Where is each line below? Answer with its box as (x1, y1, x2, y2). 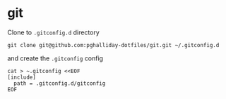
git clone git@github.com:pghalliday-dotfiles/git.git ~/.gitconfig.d (7, 41, 220, 48)
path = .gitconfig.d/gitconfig (13, 79, 106, 87)
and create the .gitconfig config (7, 54, 104, 62)
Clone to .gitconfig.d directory (7, 28, 100, 37)
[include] (7, 74, 37, 81)
